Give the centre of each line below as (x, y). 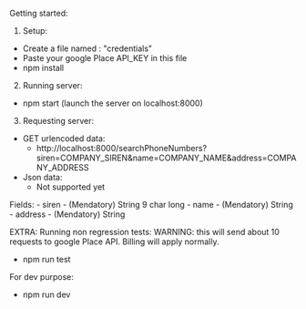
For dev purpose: (42, 277)
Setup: (35, 31)
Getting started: (39, 13)
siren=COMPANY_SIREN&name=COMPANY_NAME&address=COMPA (166, 158)
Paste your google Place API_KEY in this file (105, 58)
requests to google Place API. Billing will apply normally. (114, 242)
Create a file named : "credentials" (87, 48)
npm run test (46, 259)
